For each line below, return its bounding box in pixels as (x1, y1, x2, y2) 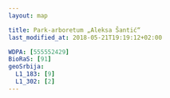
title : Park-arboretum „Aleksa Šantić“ (8, 25, 141, 34)
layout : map (8, 11, 48, 20)
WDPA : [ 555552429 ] (8, 48, 69, 56)
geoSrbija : (8, 63, 45, 71)
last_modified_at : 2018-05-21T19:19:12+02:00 (8, 33, 162, 41)
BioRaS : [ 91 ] (8, 55, 52, 64)
